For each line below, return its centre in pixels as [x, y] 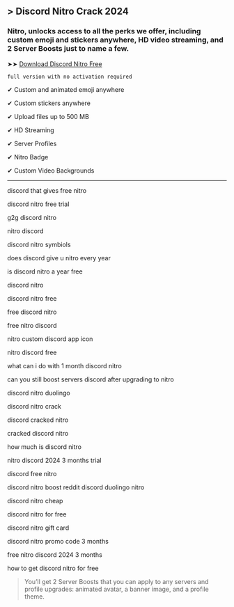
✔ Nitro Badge [28, 157]
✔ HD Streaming [31, 130]
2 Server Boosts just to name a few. [68, 49]
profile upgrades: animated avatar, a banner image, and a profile [116, 589]
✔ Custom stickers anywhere [49, 103]
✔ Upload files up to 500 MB [48, 116]
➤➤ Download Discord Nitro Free [55, 64]
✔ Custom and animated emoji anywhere [66, 89]
